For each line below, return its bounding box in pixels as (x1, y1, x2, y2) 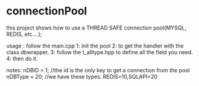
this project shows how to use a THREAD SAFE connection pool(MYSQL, (6, 24, 187, 31)
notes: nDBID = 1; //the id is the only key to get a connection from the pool (6, 66, 190, 73)
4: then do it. (6, 55, 38, 62)
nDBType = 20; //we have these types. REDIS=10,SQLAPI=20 (6, 73, 158, 80)
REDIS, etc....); (6, 30, 42, 37)
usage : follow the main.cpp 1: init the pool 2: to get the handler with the (6, 42, 184, 49)
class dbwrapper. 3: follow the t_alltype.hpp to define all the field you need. (6, 48, 193, 55)
